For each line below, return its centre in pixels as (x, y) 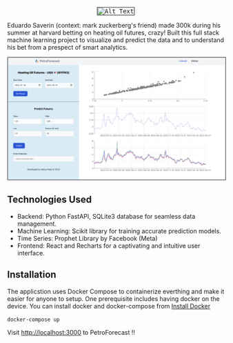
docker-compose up (33, 320)
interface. (31, 253)
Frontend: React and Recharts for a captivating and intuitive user (109, 246)
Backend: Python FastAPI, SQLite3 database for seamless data (106, 216)
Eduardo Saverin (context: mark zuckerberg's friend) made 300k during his (114, 25)
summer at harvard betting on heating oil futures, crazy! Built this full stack (113, 32)
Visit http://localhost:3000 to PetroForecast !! (71, 332)
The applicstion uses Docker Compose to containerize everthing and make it (116, 291)
